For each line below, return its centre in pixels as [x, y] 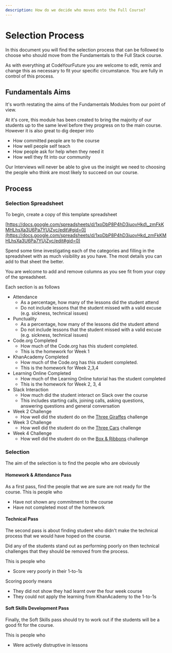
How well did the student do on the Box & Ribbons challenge [84, 439]
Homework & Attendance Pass [39, 475]
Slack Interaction [31, 390]
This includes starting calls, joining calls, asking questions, [82, 400]
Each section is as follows [33, 287]
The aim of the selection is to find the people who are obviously [73, 463]
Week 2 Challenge [32, 412]
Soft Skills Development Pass [37, 608]
